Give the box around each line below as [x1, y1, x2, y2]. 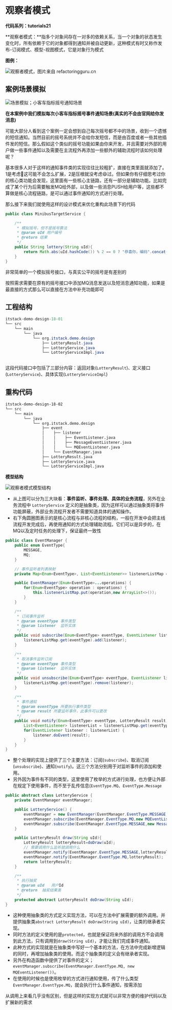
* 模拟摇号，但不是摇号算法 [16, 225, 68, 230]
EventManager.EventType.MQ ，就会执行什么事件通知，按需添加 [12, 982, 142, 988]
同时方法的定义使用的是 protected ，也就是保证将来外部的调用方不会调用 [12, 931, 164, 937]
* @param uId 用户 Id [16, 883, 64, 888]
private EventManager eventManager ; [14, 798, 93, 803]
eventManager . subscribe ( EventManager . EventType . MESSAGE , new [24, 821, 155, 826]
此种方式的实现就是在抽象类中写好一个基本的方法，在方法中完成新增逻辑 [12, 944, 165, 950]
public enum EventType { [14, 543, 66, 548]
